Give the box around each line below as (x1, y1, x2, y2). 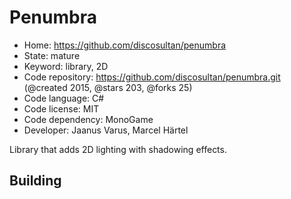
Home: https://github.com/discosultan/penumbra (23, 39, 227, 51)
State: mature (23, 49, 81, 61)
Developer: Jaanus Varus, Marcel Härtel (23, 124, 189, 136)
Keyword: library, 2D (23, 60, 109, 72)
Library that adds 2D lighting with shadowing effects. (9, 143, 227, 155)
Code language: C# (23, 92, 105, 104)
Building (9, 172, 62, 190)
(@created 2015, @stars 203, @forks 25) (23, 81, 193, 93)
